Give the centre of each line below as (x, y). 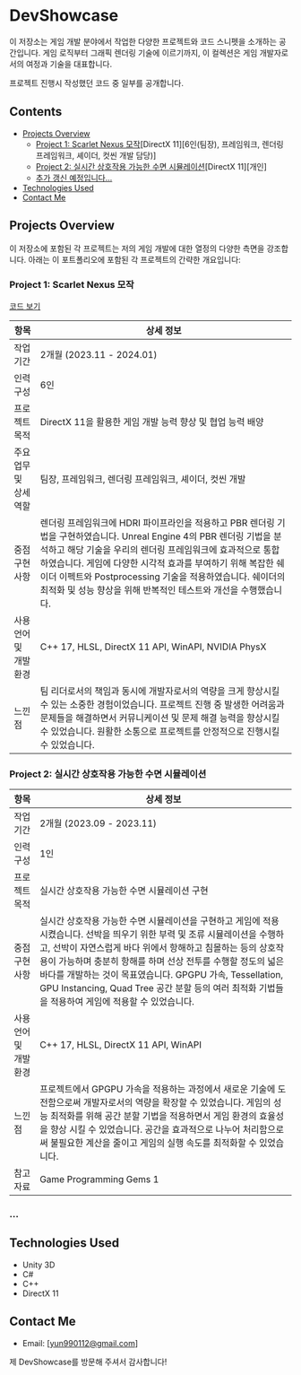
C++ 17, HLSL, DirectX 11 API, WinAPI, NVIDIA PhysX (153, 647)
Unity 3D (39, 1265)
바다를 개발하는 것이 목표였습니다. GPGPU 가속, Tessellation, (162, 975)
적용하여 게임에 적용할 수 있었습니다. (123, 1002)
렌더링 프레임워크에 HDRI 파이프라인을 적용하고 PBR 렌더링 (157, 523)
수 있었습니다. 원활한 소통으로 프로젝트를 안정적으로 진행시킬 (160, 731)
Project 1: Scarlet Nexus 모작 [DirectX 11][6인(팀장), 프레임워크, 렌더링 (159, 144)
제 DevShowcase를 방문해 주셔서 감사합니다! (88, 1362)
